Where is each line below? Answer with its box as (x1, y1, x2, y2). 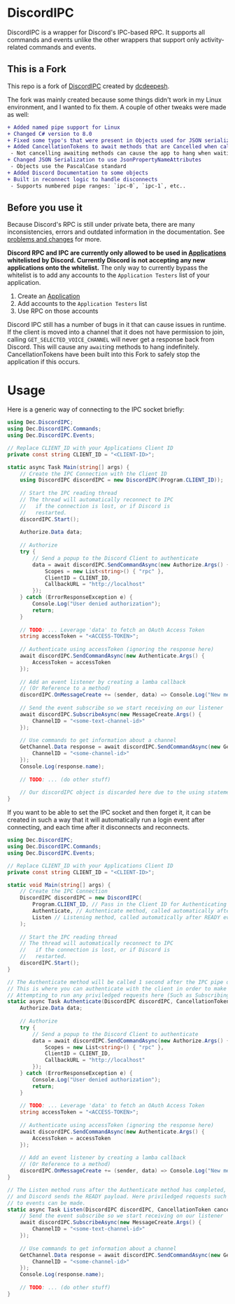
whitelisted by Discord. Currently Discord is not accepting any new (7, 256, 206, 265)
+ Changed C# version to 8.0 (7, 130, 92, 137)
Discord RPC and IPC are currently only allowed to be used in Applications (7, 248, 227, 257)
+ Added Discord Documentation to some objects (7, 169, 149, 176)
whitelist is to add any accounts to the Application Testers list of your (7, 271, 210, 279)
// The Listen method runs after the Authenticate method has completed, (7, 1186, 227, 1193)
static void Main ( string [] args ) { (7, 881, 111, 888)
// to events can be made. (7, 1199, 86, 1207)
